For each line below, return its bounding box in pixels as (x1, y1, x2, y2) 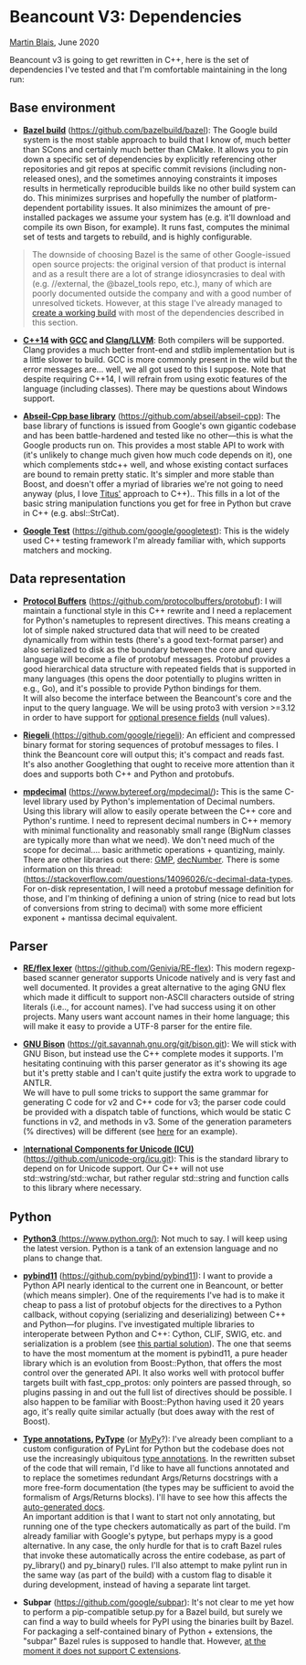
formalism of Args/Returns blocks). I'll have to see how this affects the (22, 1491, 288, 1503)
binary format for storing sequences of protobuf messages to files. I (22, 739, 279, 750)
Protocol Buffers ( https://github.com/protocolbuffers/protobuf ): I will (22, 595, 282, 606)
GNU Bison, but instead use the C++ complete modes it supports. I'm (22, 1049, 284, 1059)
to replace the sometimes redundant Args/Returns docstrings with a (22, 1472, 279, 1483)
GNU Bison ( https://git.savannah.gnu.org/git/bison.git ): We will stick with (22, 1038, 297, 1049)
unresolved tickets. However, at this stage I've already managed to (31, 297, 283, 308)
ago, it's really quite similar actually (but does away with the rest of (22, 1407, 275, 1417)
